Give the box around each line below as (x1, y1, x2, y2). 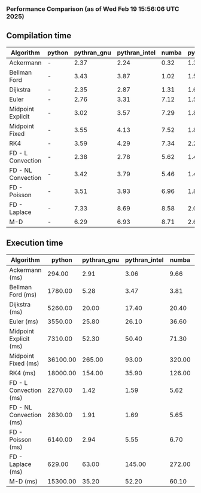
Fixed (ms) (9, 359, 40, 368)
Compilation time (6, 30, 72, 41)
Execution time (6, 238, 63, 248)
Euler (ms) (9, 317, 39, 326)
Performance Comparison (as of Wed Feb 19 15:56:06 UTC (6, 5, 179, 13)
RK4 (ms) (9, 369, 36, 377)
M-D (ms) (9, 477, 38, 485)
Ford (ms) (9, 290, 37, 299)
